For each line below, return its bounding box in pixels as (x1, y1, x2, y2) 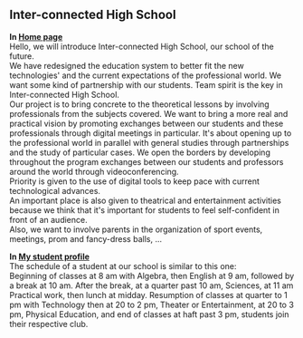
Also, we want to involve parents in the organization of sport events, (9, 224, 263, 235)
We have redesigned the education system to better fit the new (9, 60, 244, 71)
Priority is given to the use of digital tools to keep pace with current (9, 176, 260, 187)
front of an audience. (9, 214, 88, 225)
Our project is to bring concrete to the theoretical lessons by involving (9, 99, 270, 110)
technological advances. (9, 185, 101, 196)
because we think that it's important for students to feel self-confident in (9, 204, 280, 216)
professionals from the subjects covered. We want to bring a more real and (9, 108, 289, 119)
